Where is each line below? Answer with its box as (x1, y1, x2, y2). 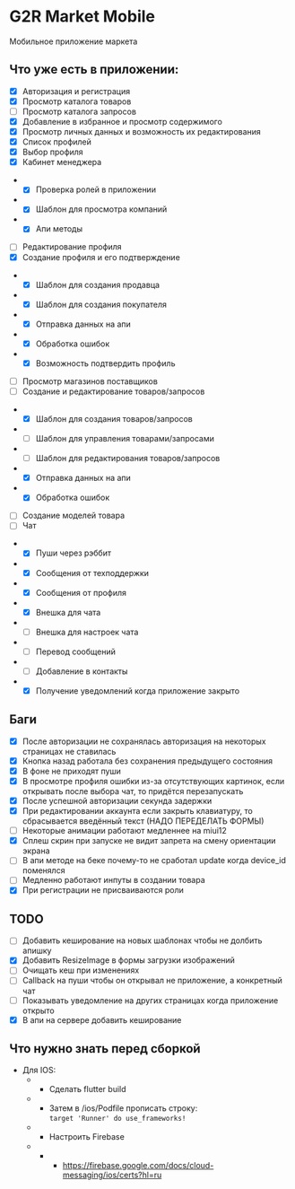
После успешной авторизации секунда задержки (22, 796, 213, 806)
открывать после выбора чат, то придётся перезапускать (22, 786, 244, 796)
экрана (22, 845, 51, 856)
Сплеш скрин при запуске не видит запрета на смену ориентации (22, 835, 276, 846)
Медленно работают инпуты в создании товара (22, 875, 205, 886)
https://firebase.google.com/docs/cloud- (62, 1160, 214, 1171)
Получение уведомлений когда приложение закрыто (35, 685, 240, 696)
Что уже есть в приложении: (9, 62, 179, 77)
